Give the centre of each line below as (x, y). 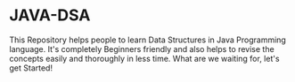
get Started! (31, 68)
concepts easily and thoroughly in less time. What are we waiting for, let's (144, 58)
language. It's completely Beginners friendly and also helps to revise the (142, 48)
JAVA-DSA (50, 15)
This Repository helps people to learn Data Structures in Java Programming (148, 40)
